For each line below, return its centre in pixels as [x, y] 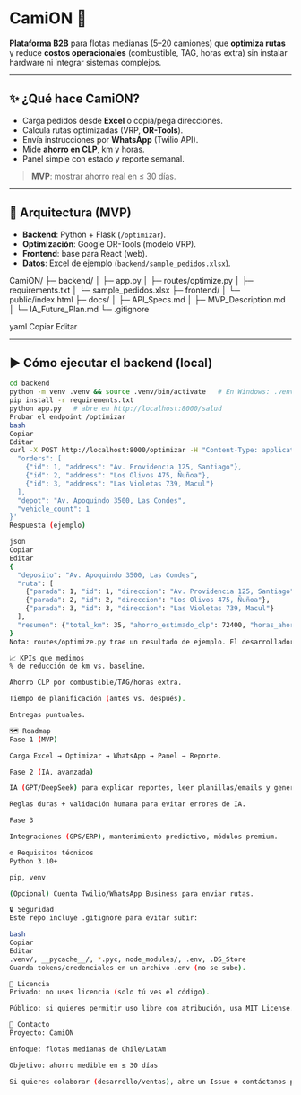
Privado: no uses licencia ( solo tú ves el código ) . [110, 992]
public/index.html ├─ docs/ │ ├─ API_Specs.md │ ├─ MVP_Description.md [147, 299]
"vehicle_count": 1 [54, 509]
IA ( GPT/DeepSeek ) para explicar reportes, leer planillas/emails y [140, 788]
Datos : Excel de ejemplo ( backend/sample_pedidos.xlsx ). [126, 263]
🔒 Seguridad [32, 910]
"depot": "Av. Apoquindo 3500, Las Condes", [102, 500]
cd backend [30, 384]
